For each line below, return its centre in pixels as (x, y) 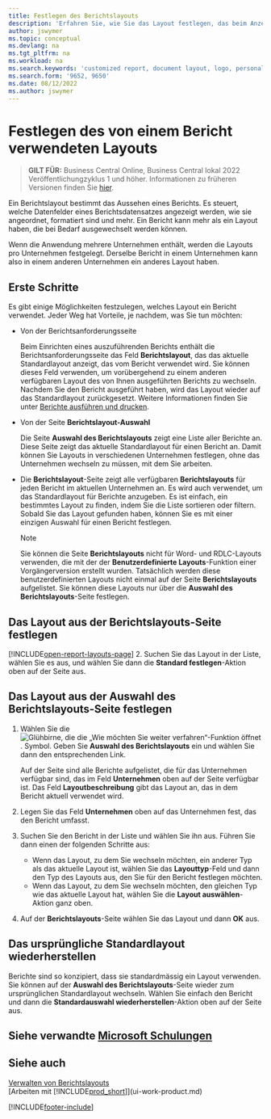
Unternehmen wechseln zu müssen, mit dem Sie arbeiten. (116, 464)
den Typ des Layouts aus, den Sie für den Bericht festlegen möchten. (147, 877)
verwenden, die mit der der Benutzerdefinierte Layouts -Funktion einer (138, 562)
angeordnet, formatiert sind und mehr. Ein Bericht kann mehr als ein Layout (133, 221)
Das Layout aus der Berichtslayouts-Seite (115, 622)
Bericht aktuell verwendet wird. (72, 796)
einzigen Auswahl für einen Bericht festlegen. (96, 523)
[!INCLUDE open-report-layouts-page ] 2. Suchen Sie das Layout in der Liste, (135, 654)
